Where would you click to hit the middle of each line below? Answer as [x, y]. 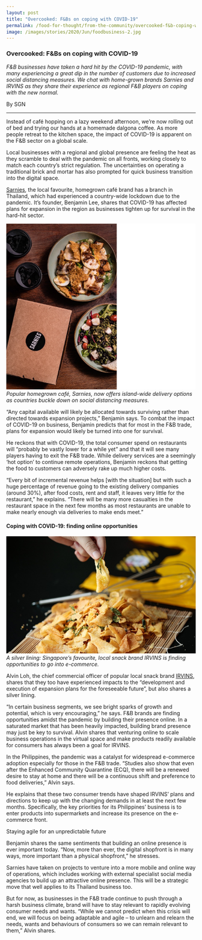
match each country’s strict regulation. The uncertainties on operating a [95, 165]
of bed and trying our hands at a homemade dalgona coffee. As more [92, 128]
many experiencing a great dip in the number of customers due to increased [101, 73]
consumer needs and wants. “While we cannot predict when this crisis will [98, 911]
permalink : [20, 25]
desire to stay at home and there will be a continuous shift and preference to [101, 776]
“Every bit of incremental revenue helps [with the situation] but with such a [99, 480]
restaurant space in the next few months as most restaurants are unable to [99, 506]
